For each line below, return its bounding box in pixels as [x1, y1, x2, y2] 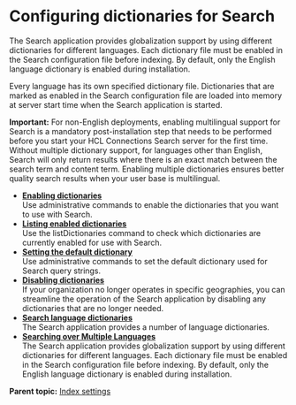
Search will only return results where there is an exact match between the [9, 154, 277, 164]
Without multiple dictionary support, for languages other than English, [9, 144, 263, 156]
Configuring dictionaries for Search [9, 6, 276, 27]
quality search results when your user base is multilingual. [9, 172, 221, 183]
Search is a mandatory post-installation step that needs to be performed [9, 126, 272, 136]
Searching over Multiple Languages [21, 331, 156, 341]
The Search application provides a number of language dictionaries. [21, 321, 269, 332]
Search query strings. [21, 265, 102, 276]
